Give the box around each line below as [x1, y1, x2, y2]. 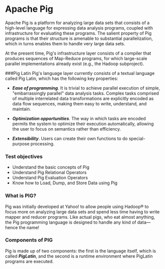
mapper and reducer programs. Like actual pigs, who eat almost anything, [5, 214, 155, 220]
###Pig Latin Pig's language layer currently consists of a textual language [5, 70, 155, 76]
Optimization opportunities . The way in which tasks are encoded [12, 115, 146, 121]
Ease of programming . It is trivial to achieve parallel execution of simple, [12, 85, 160, 91]
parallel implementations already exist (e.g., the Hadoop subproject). [5, 61, 144, 67]
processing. [30, 140, 55, 146]
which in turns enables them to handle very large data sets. [5, 40, 126, 46]
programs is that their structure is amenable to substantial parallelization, [5, 35, 153, 41]
